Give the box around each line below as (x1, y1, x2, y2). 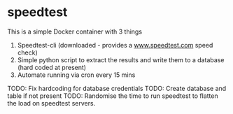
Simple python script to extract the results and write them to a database (17, 55, 225, 64)
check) (17, 48, 38, 57)
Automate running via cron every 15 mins (17, 71, 136, 79)
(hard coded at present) (17, 63, 86, 71)
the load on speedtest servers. (7, 99, 96, 107)
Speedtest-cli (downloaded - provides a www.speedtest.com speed (17, 41, 213, 49)
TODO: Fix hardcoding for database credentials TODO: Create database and (7, 84, 227, 92)
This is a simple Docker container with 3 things (7, 27, 142, 36)
